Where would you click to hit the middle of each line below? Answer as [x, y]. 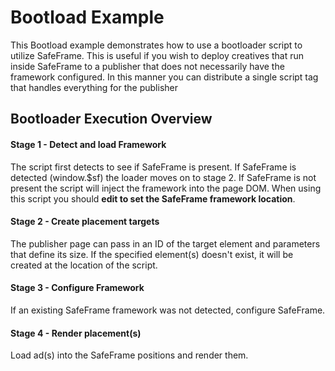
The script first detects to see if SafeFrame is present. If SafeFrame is [153, 167]
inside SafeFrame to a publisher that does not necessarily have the [147, 66]
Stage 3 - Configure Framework [77, 288]
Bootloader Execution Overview [111, 119]
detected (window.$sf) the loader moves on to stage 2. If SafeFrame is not [163, 177]
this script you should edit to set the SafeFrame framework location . [153, 198]
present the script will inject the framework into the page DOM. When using [166, 188]
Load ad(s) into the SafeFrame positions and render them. [129, 355]
